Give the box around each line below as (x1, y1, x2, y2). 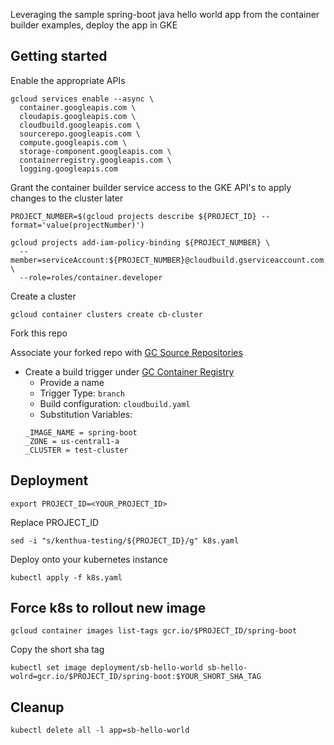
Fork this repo (10, 327, 68, 339)
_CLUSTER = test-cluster (24, 445, 129, 455)
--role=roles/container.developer (19, 272, 163, 283)
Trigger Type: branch (39, 387, 125, 399)
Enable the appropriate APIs (10, 74, 126, 86)
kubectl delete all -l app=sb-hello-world (10, 725, 190, 736)
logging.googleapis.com (19, 164, 118, 174)
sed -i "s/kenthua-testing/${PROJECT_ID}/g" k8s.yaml (10, 535, 240, 546)
